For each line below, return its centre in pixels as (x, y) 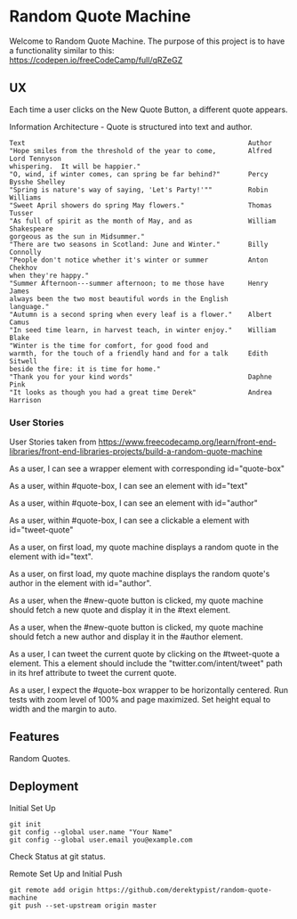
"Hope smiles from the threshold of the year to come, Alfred (141, 150)
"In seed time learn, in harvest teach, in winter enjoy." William (143, 330)
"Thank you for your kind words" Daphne (141, 377)
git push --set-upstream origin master (83, 906)
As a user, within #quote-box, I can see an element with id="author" (133, 503)
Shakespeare (31, 229)
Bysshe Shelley (37, 182)
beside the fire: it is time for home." (85, 369)
